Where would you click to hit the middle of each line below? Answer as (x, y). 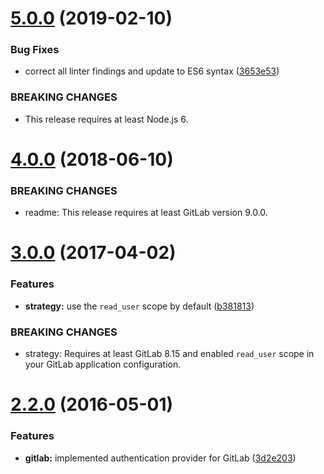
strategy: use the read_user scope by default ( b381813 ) (139, 306)
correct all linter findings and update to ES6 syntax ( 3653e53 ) (152, 71)
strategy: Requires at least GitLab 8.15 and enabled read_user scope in (169, 354)
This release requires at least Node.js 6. (106, 119)
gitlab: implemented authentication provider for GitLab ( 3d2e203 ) (160, 458)
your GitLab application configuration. (103, 364)
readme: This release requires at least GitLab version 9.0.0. (146, 213)
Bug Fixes (35, 50)
